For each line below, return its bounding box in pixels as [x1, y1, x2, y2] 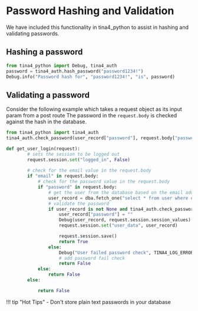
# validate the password [48, 201, 110, 207]
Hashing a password [6, 47, 83, 57]
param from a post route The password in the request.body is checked [6, 112, 177, 119]
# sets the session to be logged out [27, 151, 120, 157]
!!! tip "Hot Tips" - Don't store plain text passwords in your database [6, 298, 171, 305]
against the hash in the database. [6, 118, 87, 125]
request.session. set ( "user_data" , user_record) [58, 222, 178, 228]
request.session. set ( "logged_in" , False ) [27, 156, 131, 163]
